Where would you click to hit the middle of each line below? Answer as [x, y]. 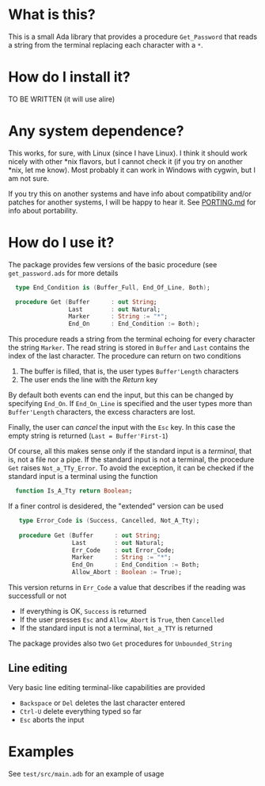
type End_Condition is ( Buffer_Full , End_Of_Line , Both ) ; [113, 287]
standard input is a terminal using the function [83, 477]
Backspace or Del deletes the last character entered [102, 703]
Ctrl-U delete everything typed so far [81, 711]
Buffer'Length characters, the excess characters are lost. [102, 412]
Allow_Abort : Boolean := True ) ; [127, 573]
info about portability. [43, 210]
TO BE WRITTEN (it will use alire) [62, 99]
